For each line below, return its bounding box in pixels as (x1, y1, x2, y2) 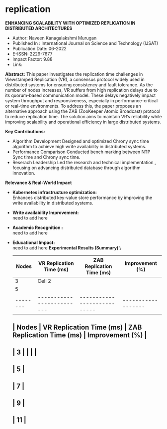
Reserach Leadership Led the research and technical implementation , (12, 159, 156, 165)
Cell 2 (37, 277, 51, 284)
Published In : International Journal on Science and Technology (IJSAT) (12, 40, 159, 46)
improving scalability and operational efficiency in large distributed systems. (5, 119, 162, 125)
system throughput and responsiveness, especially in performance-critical (5, 97, 158, 103)
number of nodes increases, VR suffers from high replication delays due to (5, 87, 158, 93)
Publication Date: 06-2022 (12, 45, 67, 51)
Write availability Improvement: (12, 210, 79, 215)
